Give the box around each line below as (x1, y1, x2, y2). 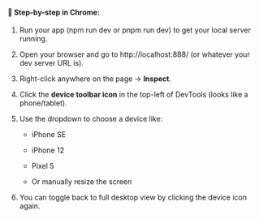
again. (19, 201, 41, 211)
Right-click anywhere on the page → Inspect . (19, 74, 172, 84)
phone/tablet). (19, 98, 67, 108)
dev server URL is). (19, 58, 84, 68)
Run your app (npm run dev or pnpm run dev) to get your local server (19, 25, 251, 35)
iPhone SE (31, 130, 67, 140)
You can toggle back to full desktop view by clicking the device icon (19, 192, 247, 203)
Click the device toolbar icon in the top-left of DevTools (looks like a (19, 90, 248, 100)
